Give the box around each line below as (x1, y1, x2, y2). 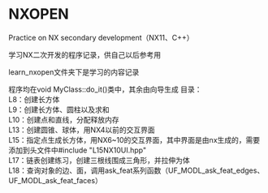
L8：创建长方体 (8, 94, 60, 104)
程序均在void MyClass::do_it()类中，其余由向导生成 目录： (8, 84, 202, 94)
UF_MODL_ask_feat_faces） (8, 175, 103, 185)
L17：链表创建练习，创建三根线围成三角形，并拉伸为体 (8, 155, 190, 165)
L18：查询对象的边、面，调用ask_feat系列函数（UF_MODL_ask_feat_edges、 (8, 165, 265, 175)
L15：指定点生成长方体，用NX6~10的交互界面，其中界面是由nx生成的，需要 (8, 135, 261, 144)
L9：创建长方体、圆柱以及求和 (8, 105, 110, 114)
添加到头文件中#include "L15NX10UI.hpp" (8, 145, 147, 155)
